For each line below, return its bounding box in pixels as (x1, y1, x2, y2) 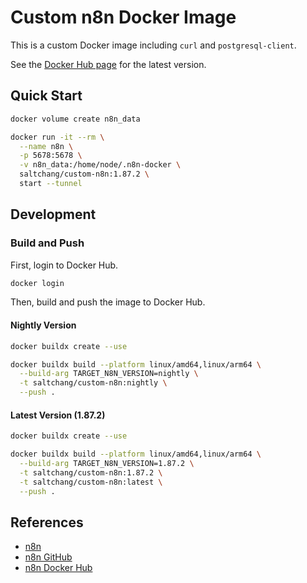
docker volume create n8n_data (10, 114, 141, 124)
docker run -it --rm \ (10, 132, 105, 142)
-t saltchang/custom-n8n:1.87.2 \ (19, 467, 163, 478)
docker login (10, 278, 65, 288)
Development (10, 206, 97, 223)
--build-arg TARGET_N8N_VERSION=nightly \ (19, 369, 199, 379)
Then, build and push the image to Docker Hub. (10, 296, 206, 308)
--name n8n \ (19, 141, 74, 151)
